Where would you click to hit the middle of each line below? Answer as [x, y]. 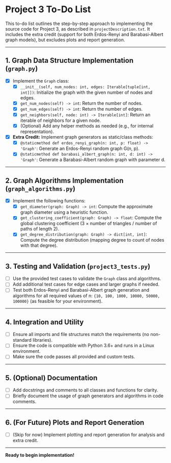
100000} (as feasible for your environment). [58, 301]
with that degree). [39, 245]
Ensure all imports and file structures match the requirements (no [81, 335]
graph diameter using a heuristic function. [64, 212]
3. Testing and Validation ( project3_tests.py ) [78, 266]
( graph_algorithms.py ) [40, 188]
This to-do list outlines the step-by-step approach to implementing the [79, 23]
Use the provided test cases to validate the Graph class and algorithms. [87, 278]
